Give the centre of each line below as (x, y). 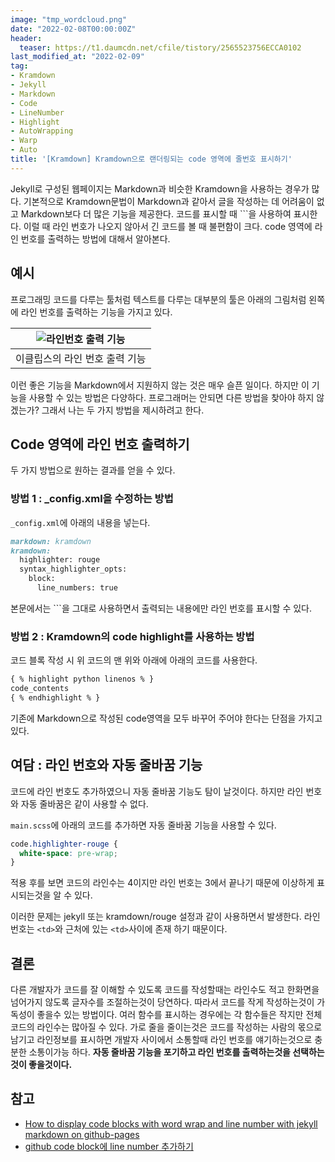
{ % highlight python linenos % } (82, 679)
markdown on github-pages (82, 1134)
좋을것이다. (50, 1065)
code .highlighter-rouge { (64, 844)
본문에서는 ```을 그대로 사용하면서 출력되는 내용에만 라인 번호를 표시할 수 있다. (161, 608)
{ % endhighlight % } (55, 697)
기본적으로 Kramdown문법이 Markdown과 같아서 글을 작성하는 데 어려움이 (169, 201)
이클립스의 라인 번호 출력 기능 (81, 358)
